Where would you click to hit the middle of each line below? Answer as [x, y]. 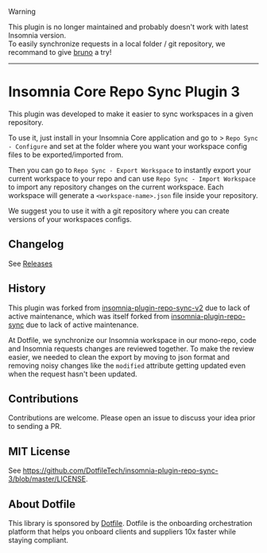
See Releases [31, 263]
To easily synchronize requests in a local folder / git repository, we [117, 44]
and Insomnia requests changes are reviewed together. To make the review [131, 349]
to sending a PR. [35, 426]
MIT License [39, 452]
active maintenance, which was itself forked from [89, 316]
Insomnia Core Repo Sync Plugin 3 [124, 92]
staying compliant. [39, 540]
